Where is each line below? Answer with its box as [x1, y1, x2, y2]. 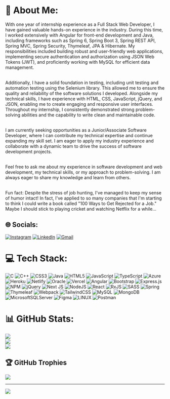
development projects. [5, 148, 52, 154]
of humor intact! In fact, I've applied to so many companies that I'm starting [5, 195, 162, 201]
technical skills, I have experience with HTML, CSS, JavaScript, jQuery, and [5, 96, 162, 102]
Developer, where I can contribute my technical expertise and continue [5, 132, 153, 138]
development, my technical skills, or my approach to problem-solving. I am [5, 169, 161, 175]
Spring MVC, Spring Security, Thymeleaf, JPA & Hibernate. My [5, 43, 135, 49]
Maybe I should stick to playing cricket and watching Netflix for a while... [5, 206, 157, 212]
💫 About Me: [5, 5, 59, 16]
